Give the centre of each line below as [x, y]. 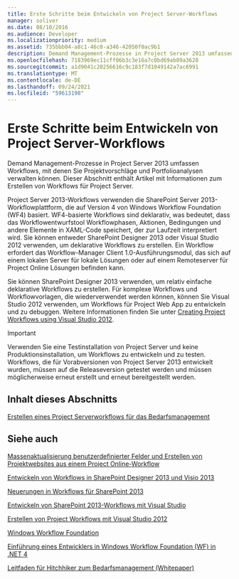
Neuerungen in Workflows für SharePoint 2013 [75, 491]
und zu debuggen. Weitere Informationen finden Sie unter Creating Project [116, 312]
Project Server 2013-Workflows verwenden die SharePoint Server [103, 200]
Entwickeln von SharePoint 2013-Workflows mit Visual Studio [97, 505]
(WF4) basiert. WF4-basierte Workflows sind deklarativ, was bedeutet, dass [119, 215]
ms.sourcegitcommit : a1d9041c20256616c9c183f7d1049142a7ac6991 [103, 67]
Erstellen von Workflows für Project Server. [70, 186]
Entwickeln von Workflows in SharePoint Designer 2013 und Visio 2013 [111, 477]
